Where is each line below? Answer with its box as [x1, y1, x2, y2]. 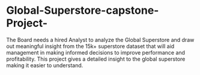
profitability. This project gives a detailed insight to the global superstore [6, 55, 186, 62]
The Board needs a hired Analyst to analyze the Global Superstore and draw [6, 36, 195, 43]
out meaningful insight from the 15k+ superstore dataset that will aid [6, 43, 175, 50]
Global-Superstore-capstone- [6, 4, 159, 17]
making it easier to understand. [6, 61, 83, 69]
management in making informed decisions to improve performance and [6, 49, 185, 56]
